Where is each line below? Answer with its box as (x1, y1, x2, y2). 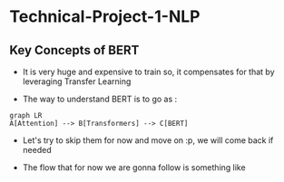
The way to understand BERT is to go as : (22, 93, 178, 104)
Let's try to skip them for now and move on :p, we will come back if (22, 135, 274, 146)
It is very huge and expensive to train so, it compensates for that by (22, 66, 275, 77)
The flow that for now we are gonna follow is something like (22, 162, 247, 173)
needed (22, 145, 52, 155)
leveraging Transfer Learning (22, 76, 132, 87)
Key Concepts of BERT (9, 43, 140, 58)
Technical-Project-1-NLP (9, 6, 201, 27)
